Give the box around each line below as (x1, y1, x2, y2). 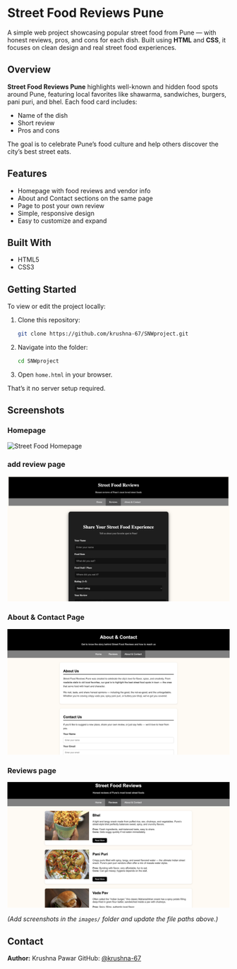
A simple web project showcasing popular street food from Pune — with (7, 28, 217, 37)
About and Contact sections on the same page (17, 194, 153, 202)
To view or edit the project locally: (7, 302, 106, 311)
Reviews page (7, 765, 56, 775)
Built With (7, 236, 51, 248)
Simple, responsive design (17, 209, 95, 217)
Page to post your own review (17, 201, 104, 209)
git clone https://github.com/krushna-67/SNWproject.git (17, 330, 189, 338)
